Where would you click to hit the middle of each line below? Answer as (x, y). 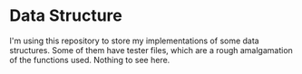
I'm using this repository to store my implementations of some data (135, 41)
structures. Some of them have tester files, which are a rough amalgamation (151, 50)
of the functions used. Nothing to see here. (90, 60)
